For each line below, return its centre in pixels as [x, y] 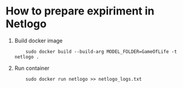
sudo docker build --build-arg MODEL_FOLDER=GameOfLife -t [101, 52]
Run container [32, 68]
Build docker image [38, 40]
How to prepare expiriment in [80, 11]
